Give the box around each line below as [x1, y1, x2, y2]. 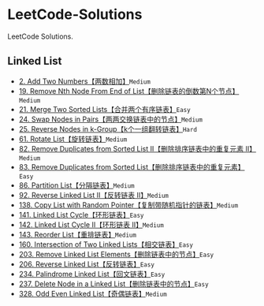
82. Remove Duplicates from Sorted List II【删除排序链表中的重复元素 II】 [18, 144, 257, 153]
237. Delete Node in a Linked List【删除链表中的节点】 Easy [18, 278, 210, 289]
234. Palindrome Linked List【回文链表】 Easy [18, 269, 165, 278]
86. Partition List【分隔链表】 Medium [18, 180, 135, 190]
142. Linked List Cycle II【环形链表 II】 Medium [18, 219, 165, 229]
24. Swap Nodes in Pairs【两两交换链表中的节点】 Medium [18, 114, 203, 124]
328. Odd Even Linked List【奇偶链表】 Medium [18, 289, 167, 298]
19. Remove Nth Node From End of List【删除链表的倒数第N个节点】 [18, 86, 240, 95]
